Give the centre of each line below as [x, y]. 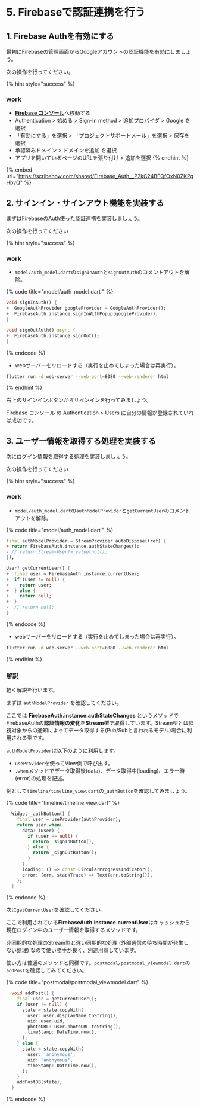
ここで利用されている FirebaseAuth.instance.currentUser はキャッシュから [98, 923]
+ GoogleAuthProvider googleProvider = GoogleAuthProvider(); [86, 309]
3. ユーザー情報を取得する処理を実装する [81, 441]
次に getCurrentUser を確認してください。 [56, 910]
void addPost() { [33, 993]
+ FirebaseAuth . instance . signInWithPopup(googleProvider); [82, 314]
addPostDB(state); [40, 1082]
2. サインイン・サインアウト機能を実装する [85, 203]
